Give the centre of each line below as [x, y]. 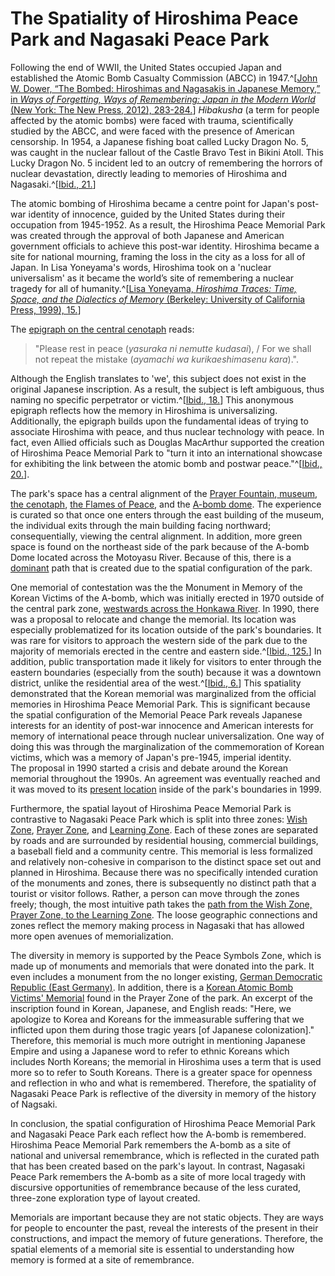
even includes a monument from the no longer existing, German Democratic [166, 976]
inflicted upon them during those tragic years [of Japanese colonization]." [162, 1029]
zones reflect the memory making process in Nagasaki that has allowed [157, 925]
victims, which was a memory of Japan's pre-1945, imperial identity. [151, 757]
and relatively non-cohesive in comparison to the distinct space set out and [166, 861]
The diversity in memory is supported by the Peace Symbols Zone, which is [166, 955]
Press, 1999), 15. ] [46, 309]
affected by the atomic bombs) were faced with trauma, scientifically [152, 120]
